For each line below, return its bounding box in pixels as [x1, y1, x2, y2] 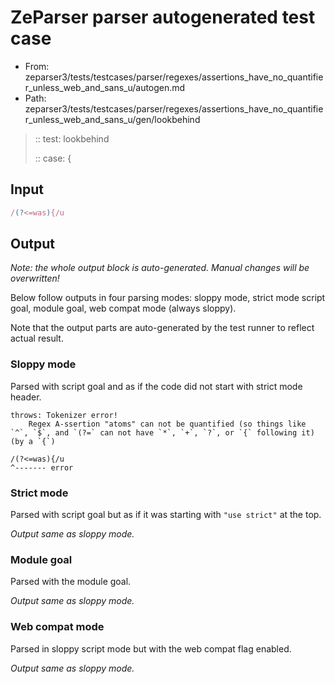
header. [10, 391, 42, 403]
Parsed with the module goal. [10, 576, 132, 588]
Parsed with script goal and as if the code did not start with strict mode [10, 380, 303, 392]
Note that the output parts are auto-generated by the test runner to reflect [10, 322, 315, 334]
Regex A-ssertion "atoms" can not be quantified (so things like [28, 419, 307, 429]
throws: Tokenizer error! [10, 410, 118, 420]
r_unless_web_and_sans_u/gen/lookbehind [24, 113, 201, 125]
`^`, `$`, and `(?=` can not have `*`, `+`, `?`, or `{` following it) [10, 427, 315, 438]
